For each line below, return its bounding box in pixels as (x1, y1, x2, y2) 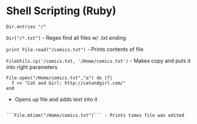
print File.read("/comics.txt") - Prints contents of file (6, 46, 144, 53)
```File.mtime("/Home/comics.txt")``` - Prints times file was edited (6, 112, 185, 118)
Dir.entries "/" (6, 24, 46, 30)
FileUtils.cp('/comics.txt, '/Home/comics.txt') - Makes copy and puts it (6, 57, 191, 64)
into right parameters (6, 63, 58, 71)
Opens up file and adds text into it (14, 96, 98, 103)
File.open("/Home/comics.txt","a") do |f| (6, 75, 113, 81)
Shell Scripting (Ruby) (6, 4, 117, 18)
